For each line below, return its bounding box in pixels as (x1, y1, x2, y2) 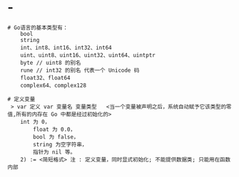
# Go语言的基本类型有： (7, 24, 68, 31)
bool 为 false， (33, 133, 79, 141)
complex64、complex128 (20, 82, 87, 89)
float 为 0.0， (33, 126, 76, 133)
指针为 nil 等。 (33, 149, 76, 156)
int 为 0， (20, 118, 51, 125)
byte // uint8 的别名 (20, 59, 81, 66)
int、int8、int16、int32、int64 (20, 44, 112, 51)
